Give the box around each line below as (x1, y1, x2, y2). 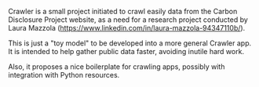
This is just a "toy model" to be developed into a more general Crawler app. (8, 38, 252, 48)
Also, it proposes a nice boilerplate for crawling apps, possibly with (8, 62, 225, 71)
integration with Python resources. (8, 71, 120, 79)
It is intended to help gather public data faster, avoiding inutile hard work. (8, 47, 245, 56)
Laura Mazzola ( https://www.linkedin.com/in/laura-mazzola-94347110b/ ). (8, 24, 246, 32)
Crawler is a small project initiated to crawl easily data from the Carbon (8, 7, 238, 16)
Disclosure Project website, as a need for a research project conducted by (8, 15, 249, 24)
